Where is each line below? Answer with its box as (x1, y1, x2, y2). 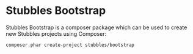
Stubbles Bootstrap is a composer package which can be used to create (5, 24, 188, 31)
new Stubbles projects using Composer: (5, 30, 107, 37)
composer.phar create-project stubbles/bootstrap (5, 42, 135, 48)
